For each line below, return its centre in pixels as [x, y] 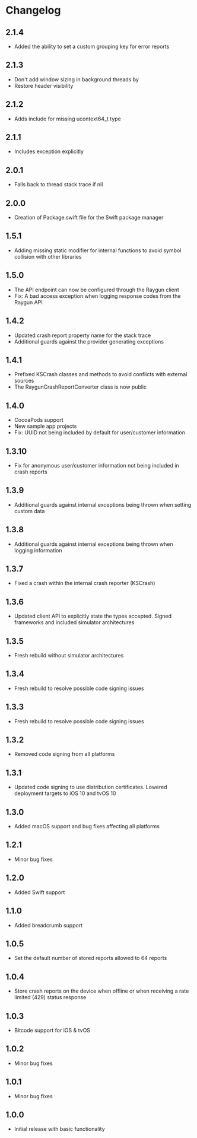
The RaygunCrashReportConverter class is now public [80, 387]
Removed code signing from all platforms [64, 754]
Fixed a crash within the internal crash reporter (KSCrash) [85, 583]
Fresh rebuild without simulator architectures [69, 655]
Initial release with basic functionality [59, 1129]
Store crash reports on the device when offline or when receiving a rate [101, 991]
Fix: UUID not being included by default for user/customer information [99, 433]
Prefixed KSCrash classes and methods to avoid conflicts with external [101, 374]
